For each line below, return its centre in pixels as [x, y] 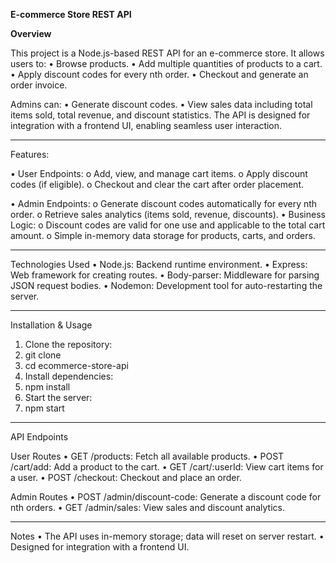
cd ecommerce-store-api [76, 365]
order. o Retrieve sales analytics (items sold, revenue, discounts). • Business [168, 214]
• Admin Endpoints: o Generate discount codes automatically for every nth [164, 203]
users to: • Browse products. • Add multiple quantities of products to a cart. [166, 63]
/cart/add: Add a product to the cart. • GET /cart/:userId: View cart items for [167, 467]
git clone [43, 355]
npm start [44, 408]
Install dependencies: [69, 376]
